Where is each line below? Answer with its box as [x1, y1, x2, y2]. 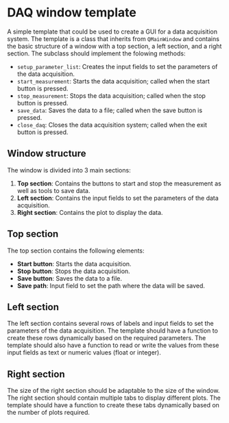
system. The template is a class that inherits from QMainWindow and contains [7, 34, 219, 42]
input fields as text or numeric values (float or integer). [7, 348, 161, 357]
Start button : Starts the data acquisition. [16, 259, 132, 268]
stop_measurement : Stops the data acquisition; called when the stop [16, 91, 206, 100]
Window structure [7, 148, 86, 159]
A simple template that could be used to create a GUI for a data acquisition [7, 27, 218, 36]
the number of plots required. [7, 409, 91, 417]
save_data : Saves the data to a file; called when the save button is [16, 106, 203, 114]
